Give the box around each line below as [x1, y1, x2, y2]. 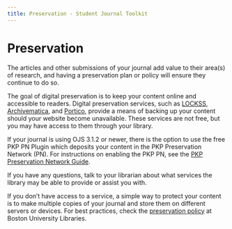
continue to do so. [7, 78, 59, 87]
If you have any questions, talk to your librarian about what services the [7, 170, 212, 179]
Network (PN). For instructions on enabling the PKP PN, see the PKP [7, 149, 203, 158]
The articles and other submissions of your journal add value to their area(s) [7, 64, 226, 72]
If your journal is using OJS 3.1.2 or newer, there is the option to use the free [7, 135, 225, 143]
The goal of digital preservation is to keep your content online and [7, 91, 196, 100]
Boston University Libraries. [7, 214, 87, 222]
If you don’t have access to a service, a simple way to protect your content [7, 191, 222, 200]
